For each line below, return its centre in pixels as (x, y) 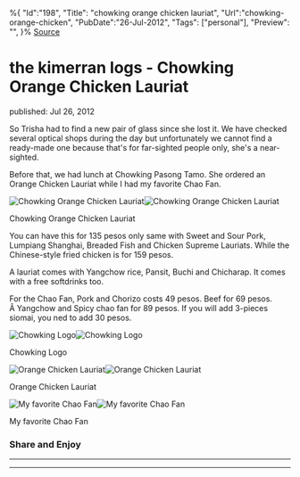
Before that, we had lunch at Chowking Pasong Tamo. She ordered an (137, 174)
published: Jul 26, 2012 (52, 111)
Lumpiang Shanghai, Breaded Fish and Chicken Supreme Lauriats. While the (150, 245)
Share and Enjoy (46, 444)
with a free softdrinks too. (57, 281)
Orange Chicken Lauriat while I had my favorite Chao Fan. (115, 184)
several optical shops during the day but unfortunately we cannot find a (141, 138)
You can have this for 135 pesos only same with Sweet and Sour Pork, (137, 235)
